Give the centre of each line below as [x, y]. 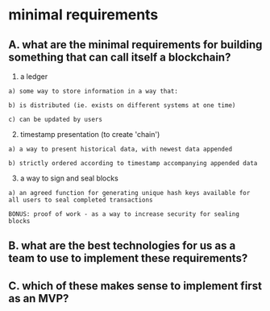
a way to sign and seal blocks [69, 178]
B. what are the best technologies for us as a [122, 246]
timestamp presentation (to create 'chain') [90, 134]
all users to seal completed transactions [81, 200]
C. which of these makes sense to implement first [135, 286]
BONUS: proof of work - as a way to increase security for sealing [124, 214]
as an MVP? [39, 299]
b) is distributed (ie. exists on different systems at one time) [122, 106]
